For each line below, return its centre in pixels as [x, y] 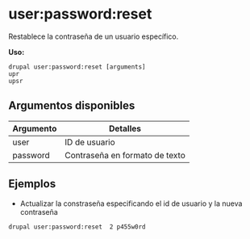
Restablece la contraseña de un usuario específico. [94, 36]
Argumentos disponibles [72, 106]
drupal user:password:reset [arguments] [77, 67]
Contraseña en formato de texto [125, 155]
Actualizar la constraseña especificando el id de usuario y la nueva [131, 203]
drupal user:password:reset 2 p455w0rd [77, 227]
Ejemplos [32, 184]
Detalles [125, 128]
